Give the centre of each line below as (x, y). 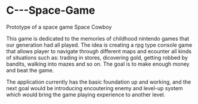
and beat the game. (30, 70)
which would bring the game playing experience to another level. (86, 94)
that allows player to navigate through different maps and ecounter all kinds (99, 51)
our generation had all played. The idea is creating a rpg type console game (99, 45)
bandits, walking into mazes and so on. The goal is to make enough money (98, 64)
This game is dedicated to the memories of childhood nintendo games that (98, 38)
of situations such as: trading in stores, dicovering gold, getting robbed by (97, 57)
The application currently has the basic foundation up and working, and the (99, 82)
